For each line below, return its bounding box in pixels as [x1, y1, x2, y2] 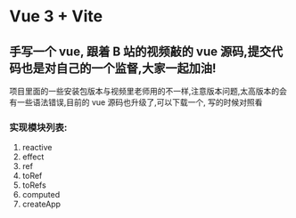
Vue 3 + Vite [9, 6, 103, 27]
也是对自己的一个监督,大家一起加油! [21, 61, 217, 76]
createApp [21, 198, 61, 210]
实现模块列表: [9, 121, 68, 133]
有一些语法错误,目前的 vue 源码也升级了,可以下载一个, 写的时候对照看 [9, 97, 263, 108]
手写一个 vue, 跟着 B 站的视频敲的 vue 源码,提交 [9, 44, 272, 59]
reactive [21, 142, 53, 153]
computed [21, 190, 61, 200]
